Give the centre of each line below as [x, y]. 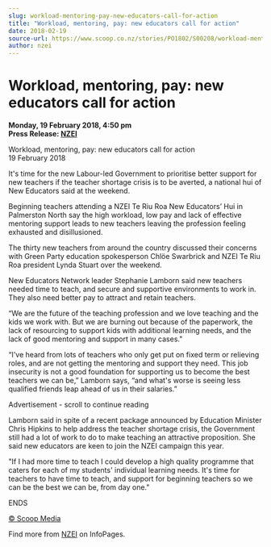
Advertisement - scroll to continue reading [79, 405]
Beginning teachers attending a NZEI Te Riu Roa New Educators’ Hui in [126, 207]
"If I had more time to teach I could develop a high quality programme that [131, 461]
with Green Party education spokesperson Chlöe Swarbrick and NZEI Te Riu [134, 257]
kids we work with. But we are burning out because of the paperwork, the [131, 322]
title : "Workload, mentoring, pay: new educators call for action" [124, 23]
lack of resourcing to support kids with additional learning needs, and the [130, 331]
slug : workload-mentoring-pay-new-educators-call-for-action [113, 16]
